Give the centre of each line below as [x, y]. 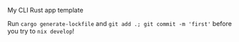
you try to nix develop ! [41, 31]
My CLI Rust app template [45, 10]
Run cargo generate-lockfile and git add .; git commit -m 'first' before [119, 23]
